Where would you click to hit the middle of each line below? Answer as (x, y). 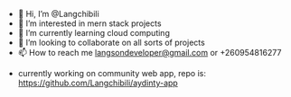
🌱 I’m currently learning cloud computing (94, 33)
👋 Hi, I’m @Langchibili (58, 14)
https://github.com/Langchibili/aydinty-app (98, 83)
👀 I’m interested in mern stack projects (89, 23)
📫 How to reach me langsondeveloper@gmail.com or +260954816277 (150, 53)
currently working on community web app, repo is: (112, 73)
